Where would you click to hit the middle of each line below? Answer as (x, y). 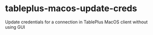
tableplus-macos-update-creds (71, 9)
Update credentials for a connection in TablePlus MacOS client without (76, 22)
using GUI (15, 27)
